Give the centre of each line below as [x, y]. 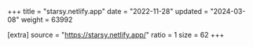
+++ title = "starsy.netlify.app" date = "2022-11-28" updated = [108, 11]
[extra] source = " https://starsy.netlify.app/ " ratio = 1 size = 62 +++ [116, 35]
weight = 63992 [47, 20]
